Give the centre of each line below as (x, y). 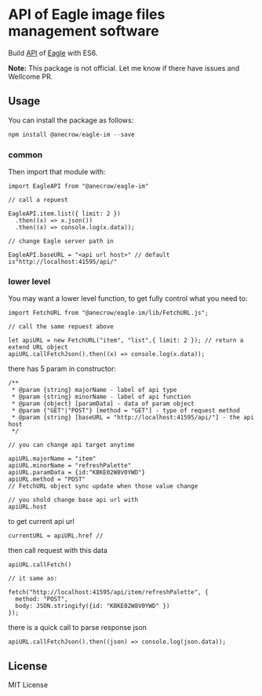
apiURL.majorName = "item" (52, 459)
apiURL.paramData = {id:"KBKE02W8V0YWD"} (77, 473)
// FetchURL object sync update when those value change (103, 486)
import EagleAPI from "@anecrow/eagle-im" (78, 186)
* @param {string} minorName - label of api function (101, 397)
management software (84, 31)
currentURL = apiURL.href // (56, 536)
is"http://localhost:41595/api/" (63, 262)
